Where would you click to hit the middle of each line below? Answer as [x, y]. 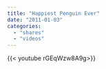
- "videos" [29, 39]
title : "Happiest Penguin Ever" [53, 13]
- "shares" [29, 32]
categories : [24, 26]
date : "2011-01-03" [35, 20]
